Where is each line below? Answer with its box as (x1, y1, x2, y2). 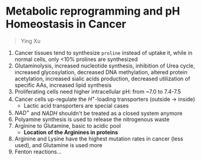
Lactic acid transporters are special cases (23, 102, 129, 109)
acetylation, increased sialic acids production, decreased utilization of (14, 75, 191, 82)
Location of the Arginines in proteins (23, 129, 118, 136)
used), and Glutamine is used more (14, 142, 103, 149)
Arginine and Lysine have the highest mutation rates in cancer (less (14, 135, 183, 142)
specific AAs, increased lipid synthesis (14, 81, 112, 89)
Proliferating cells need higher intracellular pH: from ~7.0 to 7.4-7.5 (14, 88, 181, 95)
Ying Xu (20, 37, 41, 44)
